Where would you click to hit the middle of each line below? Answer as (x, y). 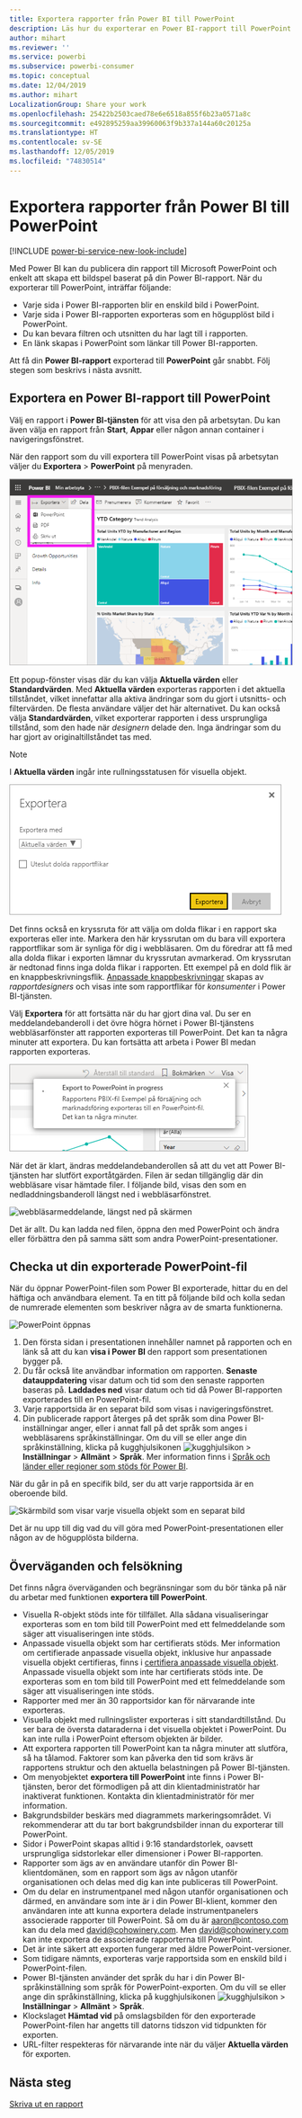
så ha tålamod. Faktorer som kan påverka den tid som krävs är (138, 1758)
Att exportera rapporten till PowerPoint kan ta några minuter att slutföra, (155, 1749)
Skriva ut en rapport (46, 2104)
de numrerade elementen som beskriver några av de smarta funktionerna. (146, 1307)
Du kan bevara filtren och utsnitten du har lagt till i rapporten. (135, 334)
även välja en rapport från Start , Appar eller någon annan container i (137, 429)
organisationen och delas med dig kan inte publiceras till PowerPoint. (150, 1882)
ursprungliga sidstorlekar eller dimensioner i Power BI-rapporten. (142, 1854)
